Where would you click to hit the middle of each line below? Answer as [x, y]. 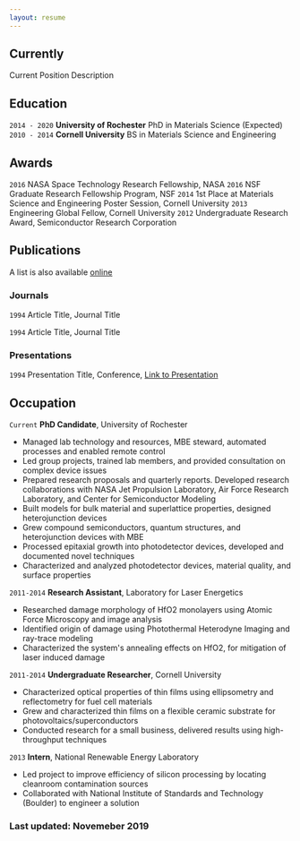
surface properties [56, 575]
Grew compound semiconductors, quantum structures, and [132, 528]
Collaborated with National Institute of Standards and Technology [143, 794]
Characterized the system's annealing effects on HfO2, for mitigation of [154, 648]
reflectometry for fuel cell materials [87, 702]
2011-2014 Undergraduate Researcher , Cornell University [116, 675]
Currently [37, 54]
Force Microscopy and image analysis [92, 620]
